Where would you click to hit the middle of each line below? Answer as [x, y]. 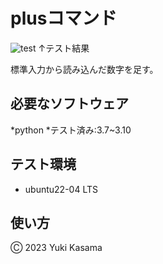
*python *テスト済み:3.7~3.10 [71, 130]
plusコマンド [64, 18]
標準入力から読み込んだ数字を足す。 [84, 69]
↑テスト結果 [64, 48]
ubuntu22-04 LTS [61, 189]
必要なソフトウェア [69, 104]
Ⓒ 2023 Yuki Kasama [56, 248]
